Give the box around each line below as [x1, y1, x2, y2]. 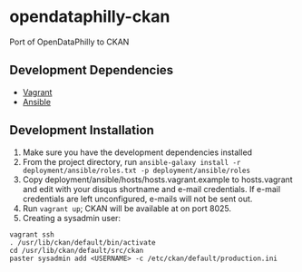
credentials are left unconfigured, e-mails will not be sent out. [22, 193, 253, 204]
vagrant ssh [9, 229, 54, 239]
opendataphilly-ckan [9, 6, 170, 27]
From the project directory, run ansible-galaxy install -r [22, 156, 241, 167]
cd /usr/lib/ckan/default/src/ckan [9, 246, 144, 255]
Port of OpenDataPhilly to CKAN [9, 36, 130, 47]
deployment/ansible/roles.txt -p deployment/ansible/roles [22, 166, 251, 175]
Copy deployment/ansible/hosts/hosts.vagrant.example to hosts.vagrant [22, 174, 293, 185]
